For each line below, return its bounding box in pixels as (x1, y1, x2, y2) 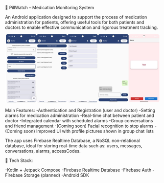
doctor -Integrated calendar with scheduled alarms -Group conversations (5, 118, 153, 124)
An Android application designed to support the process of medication (5, 14, 147, 20)
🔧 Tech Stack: (5, 158, 33, 163)
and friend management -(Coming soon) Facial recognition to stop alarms (5, 123, 154, 129)
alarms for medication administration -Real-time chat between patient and (5, 113, 154, 118)
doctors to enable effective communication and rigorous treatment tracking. (5, 24, 158, 30)
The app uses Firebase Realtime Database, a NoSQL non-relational (5, 137, 140, 144)
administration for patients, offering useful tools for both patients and (5, 20, 144, 25)
